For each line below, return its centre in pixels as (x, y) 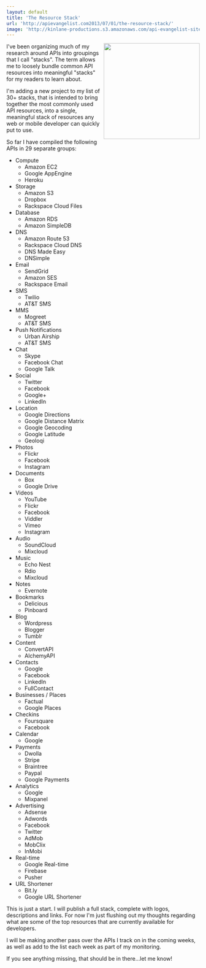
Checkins (27, 715)
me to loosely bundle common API (50, 66)
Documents (30, 474)
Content (25, 643)
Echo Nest (37, 564)
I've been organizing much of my (48, 47)
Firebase (36, 871)
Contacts (27, 663)
